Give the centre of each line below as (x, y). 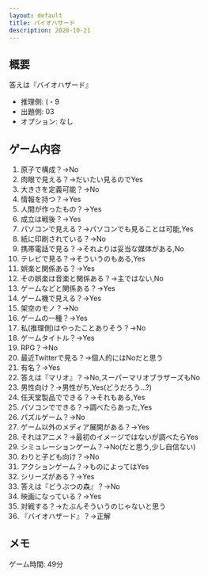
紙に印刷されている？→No (63, 239)
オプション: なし (47, 122)
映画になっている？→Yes (61, 496)
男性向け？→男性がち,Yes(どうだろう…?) (86, 387)
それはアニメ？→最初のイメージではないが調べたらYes (109, 437)
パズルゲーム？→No (53, 417)
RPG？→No (39, 348)
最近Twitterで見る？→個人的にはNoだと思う (92, 358)
